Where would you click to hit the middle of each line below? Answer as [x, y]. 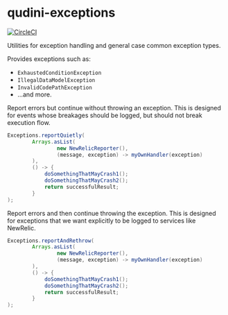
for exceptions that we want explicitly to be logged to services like [102, 221]
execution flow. [29, 122]
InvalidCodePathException [54, 87]
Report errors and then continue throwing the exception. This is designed [112, 213]
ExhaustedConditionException [59, 73]
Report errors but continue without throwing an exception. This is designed [114, 108]
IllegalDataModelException [56, 80]
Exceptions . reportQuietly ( [46, 135]
